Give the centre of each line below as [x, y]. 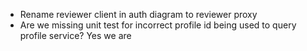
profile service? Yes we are [75, 35]
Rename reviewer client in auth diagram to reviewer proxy [138, 14]
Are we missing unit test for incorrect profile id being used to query [158, 25]
